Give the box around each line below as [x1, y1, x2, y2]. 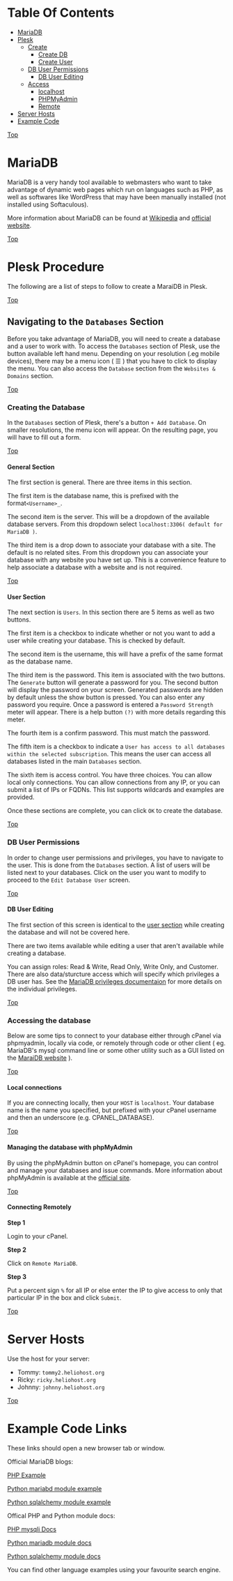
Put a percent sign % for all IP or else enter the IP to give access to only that [7, 1286, 223, 1294]
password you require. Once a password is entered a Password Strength [7, 700, 214, 709]
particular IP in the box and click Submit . [7, 1293, 122, 1302]
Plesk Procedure [7, 260, 104, 275]
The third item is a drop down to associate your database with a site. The [7, 541, 216, 549]
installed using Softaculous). [7, 200, 89, 209]
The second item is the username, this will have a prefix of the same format [7, 650, 223, 659]
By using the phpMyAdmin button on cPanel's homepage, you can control [7, 1158, 219, 1167]
